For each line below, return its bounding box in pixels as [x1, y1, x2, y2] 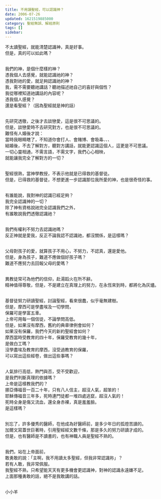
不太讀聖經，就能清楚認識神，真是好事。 [5, 44, 86, 50]
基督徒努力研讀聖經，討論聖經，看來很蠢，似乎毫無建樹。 [5, 298, 121, 303]
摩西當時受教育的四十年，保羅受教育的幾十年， [5, 334, 99, 340]
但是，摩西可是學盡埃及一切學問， [5, 304, 74, 309]
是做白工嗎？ [5, 341, 31, 346]
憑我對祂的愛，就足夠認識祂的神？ [5, 78, 74, 84]
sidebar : [5, 30, 23, 35]
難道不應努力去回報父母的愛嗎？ [5, 260, 69, 266]
